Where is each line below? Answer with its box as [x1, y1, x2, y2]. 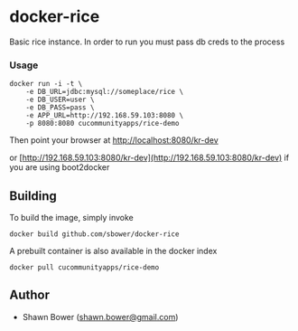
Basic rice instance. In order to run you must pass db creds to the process [9, 36, 285, 47]
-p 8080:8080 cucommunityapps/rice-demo [25, 119, 180, 128]
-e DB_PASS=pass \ [25, 103, 95, 112]
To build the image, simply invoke [9, 213, 134, 223]
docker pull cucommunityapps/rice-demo [9, 263, 160, 272]
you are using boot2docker [9, 162, 110, 173]
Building [9, 188, 57, 203]
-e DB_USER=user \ [25, 95, 95, 105]
